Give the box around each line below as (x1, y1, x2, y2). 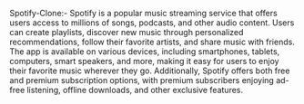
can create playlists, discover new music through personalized (9, 27, 244, 37)
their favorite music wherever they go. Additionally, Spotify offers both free (9, 65, 290, 76)
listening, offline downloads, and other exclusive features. (26, 85, 244, 95)
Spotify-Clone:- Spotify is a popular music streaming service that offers (9, 8, 278, 18)
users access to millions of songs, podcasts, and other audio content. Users (9, 17, 295, 28)
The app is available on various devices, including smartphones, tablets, (9, 46, 280, 57)
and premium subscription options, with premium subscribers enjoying (9, 75, 275, 85)
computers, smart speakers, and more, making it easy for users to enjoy (9, 56, 279, 66)
